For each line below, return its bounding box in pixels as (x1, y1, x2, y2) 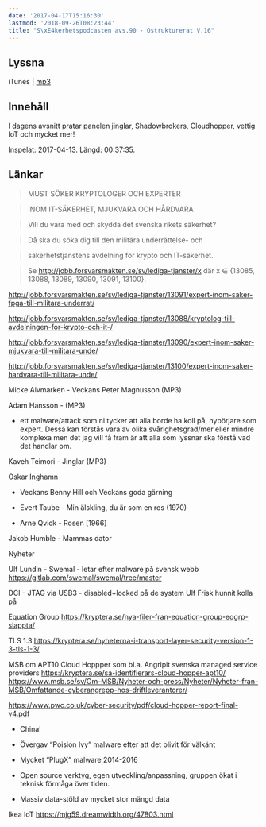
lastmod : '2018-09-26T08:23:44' (8, 19, 115, 27)
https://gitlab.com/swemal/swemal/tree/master (8, 573, 162, 582)
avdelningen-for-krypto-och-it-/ (8, 322, 114, 331)
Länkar (8, 168, 44, 181)
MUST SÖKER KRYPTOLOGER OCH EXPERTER (27, 188, 181, 199)
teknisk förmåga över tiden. (19, 779, 110, 788)
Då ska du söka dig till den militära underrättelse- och (27, 235, 203, 245)
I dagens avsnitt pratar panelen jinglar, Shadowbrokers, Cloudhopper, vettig (8, 121, 256, 130)
